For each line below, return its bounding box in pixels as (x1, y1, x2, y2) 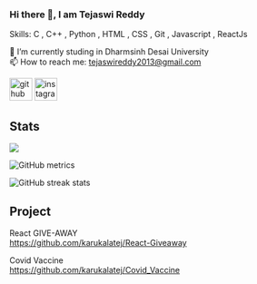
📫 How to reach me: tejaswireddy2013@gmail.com (9, 56, 202, 67)
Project (9, 203, 52, 219)
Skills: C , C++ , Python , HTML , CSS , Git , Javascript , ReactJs (9, 29, 248, 40)
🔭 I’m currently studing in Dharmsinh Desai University (9, 46, 209, 57)
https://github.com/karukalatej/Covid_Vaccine (9, 264, 180, 275)
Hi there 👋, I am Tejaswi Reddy (9, 8, 145, 21)
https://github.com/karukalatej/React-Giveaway (9, 237, 188, 248)
